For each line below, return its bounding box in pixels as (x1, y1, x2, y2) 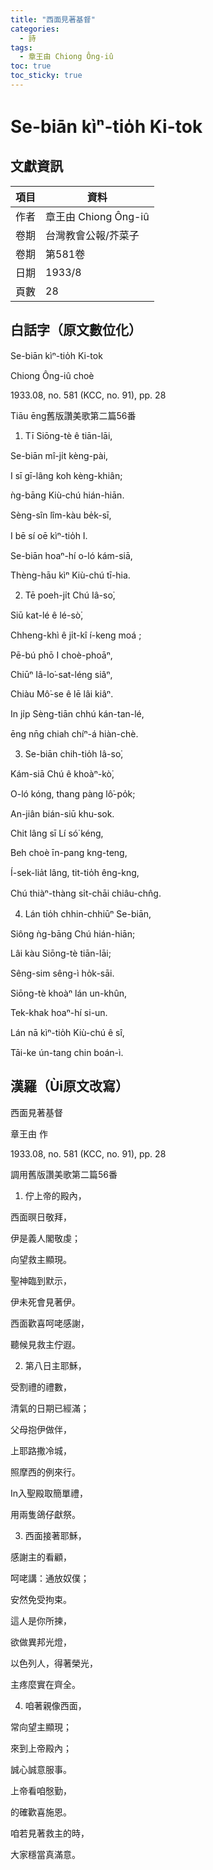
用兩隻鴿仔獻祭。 (10, 1508, 81, 1520)
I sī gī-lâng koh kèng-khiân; (10, 469, 123, 481)
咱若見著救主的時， (10, 1827, 90, 1839)
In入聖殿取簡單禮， (10, 1487, 89, 1499)
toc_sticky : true (10, 71, 83, 81)
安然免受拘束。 (10, 1593, 72, 1605)
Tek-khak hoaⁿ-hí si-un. (10, 1006, 108, 1018)
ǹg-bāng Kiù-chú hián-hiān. (10, 489, 125, 501)
